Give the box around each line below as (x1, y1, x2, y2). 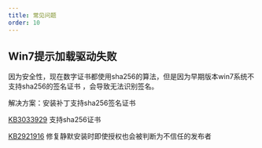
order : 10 (8, 19, 41, 27)
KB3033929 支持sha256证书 (8, 115, 101, 125)
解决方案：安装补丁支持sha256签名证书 (8, 99, 136, 108)
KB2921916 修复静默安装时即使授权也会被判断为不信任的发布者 (8, 132, 212, 141)
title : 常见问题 (8, 11, 57, 20)
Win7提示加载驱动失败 (8, 49, 117, 63)
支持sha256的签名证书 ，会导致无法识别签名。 (8, 81, 159, 91)
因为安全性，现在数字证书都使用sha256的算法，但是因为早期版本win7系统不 (8, 72, 255, 81)
